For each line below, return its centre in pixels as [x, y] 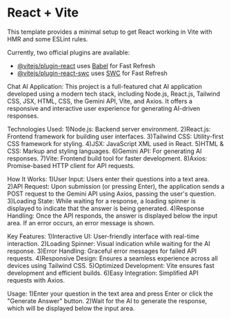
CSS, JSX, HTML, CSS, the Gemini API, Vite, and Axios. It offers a [100, 101]
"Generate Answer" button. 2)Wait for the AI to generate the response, [107, 300]
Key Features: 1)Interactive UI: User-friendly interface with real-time [103, 236]
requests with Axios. [36, 280]
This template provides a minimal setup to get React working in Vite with [110, 32]
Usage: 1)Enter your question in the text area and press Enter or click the [110, 294]
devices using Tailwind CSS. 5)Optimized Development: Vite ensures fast [111, 265]
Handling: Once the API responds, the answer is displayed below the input [112, 216]
